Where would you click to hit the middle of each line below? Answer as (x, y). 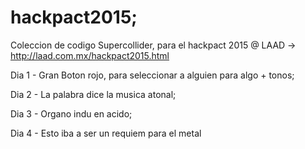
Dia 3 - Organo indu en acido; (71, 113)
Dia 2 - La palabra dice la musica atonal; (93, 94)
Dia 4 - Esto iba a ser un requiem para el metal (106, 133)
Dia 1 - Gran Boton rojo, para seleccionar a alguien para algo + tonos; (152, 75)
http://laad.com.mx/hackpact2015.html (90, 55)
